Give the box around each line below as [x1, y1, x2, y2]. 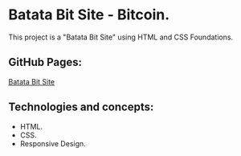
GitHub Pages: [8, 55, 83, 69]
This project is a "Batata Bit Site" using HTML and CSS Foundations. [8, 32, 234, 42]
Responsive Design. [19, 138, 86, 148]
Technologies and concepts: [8, 101, 154, 114]
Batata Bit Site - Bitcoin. [8, 6, 170, 24]
